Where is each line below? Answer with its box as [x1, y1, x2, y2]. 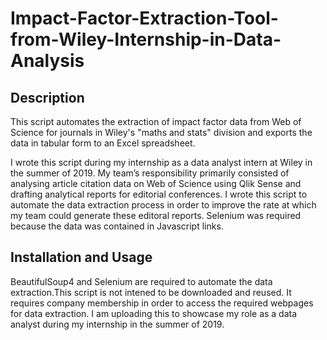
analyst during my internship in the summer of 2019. [10, 318, 225, 330]
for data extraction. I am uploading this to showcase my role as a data [10, 307, 298, 319]
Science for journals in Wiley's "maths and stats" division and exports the [10, 127, 313, 138]
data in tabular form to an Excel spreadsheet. [10, 137, 196, 149]
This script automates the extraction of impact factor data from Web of [10, 116, 302, 127]
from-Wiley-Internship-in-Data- [10, 28, 282, 51]
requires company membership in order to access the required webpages [10, 297, 314, 309]
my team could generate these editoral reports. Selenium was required [10, 210, 302, 221]
